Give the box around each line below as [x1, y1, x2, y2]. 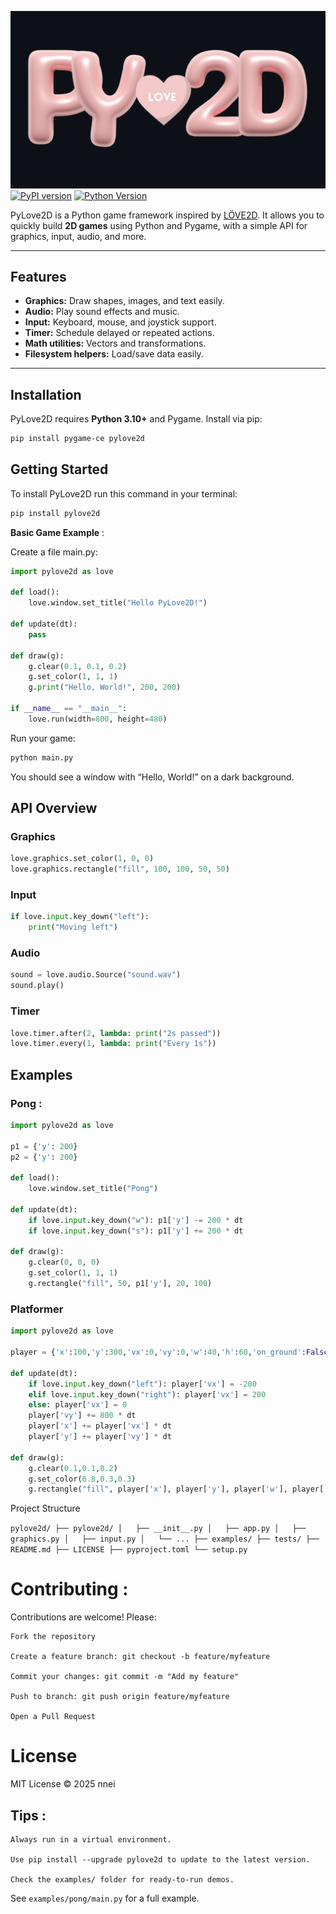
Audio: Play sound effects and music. [24, 306, 180, 318]
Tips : [10, 1807, 47, 1824]
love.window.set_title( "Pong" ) [28, 1184, 159, 1194]
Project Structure [10, 1502, 81, 1515]
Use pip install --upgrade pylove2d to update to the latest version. [10, 1854, 311, 1865]
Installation [10, 386, 82, 403]
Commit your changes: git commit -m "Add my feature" [10, 1672, 240, 1682]
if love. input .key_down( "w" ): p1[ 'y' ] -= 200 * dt [28, 1215, 244, 1225]
